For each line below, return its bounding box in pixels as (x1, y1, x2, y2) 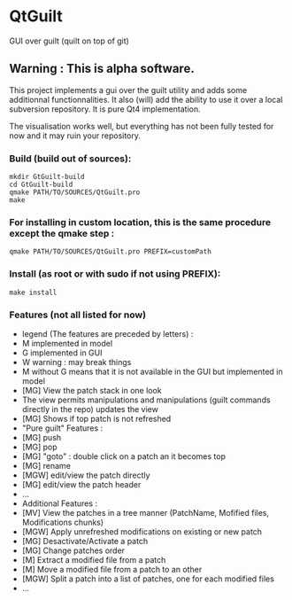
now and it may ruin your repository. (9, 130, 142, 141)
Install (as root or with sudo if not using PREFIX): (9, 268, 221, 280)
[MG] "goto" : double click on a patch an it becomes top (21, 450, 227, 462)
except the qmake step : (9, 227, 115, 239)
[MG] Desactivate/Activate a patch (21, 535, 149, 546)
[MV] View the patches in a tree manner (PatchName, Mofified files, (21, 507, 270, 518)
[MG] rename (21, 460, 71, 471)
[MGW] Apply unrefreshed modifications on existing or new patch (21, 526, 263, 537)
